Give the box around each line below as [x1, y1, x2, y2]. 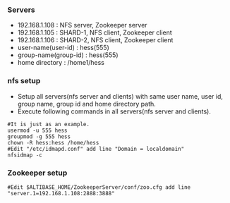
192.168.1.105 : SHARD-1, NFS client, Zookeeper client [17, 28, 173, 37]
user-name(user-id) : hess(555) [17, 44, 109, 52]
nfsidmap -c [7, 152, 42, 159]
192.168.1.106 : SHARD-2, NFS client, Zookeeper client [17, 36, 174, 44]
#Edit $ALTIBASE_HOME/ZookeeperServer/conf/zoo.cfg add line [7, 183, 191, 191]
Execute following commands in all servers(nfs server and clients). [17, 107, 212, 116]
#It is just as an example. [7, 121, 90, 128]
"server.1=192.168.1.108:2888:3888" [7, 190, 115, 197]
